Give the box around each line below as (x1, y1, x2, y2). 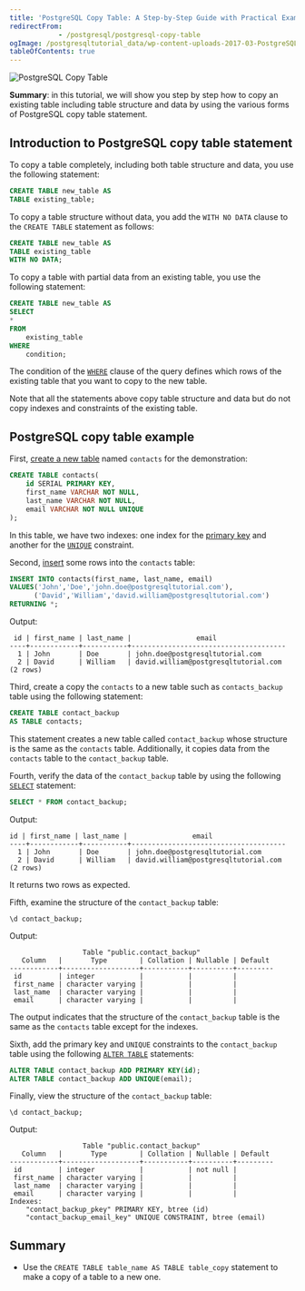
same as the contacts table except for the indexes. (9, 1020, 199, 1031)
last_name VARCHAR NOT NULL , (25, 496, 136, 505)
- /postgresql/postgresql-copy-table (57, 30, 202, 39)
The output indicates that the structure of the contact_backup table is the (9, 1011, 280, 1022)
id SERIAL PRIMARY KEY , (25, 479, 116, 488)
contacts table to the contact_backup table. (9, 753, 170, 764)
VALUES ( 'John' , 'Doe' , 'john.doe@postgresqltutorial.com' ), (9, 583, 233, 592)
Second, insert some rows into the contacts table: (9, 557, 195, 567)
